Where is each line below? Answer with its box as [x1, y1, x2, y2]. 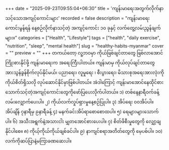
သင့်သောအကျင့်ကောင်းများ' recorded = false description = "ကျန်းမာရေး [5, 15, 150, 21]
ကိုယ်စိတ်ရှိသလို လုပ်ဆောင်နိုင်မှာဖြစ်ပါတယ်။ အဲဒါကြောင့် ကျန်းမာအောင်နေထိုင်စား [5, 79, 164, 85]
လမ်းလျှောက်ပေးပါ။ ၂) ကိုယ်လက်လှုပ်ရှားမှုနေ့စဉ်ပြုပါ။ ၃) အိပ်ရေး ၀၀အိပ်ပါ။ [5, 99, 154, 105]
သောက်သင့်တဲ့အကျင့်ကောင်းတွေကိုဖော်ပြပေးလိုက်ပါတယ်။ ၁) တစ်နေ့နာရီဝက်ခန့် [5, 89, 160, 95]
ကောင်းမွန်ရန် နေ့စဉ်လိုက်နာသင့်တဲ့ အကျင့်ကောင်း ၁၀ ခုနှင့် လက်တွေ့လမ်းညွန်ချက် [5, 25, 161, 31]
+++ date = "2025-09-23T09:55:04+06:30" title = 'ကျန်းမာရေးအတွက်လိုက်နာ [5, 6, 164, 11]
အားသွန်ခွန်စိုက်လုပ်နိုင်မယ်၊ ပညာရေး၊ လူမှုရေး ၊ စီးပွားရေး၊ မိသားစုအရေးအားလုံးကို [5, 70, 164, 75]
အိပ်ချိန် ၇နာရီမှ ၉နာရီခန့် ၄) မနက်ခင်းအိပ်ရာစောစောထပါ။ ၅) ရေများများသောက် [5, 109, 159, 115]
